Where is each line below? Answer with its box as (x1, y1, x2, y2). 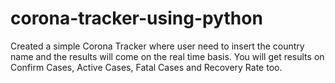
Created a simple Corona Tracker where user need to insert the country (10, 40, 305, 52)
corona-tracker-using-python (10, 7, 263, 30)
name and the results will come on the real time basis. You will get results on (10, 50, 325, 62)
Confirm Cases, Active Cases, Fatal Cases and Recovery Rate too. (10, 61, 283, 73)
